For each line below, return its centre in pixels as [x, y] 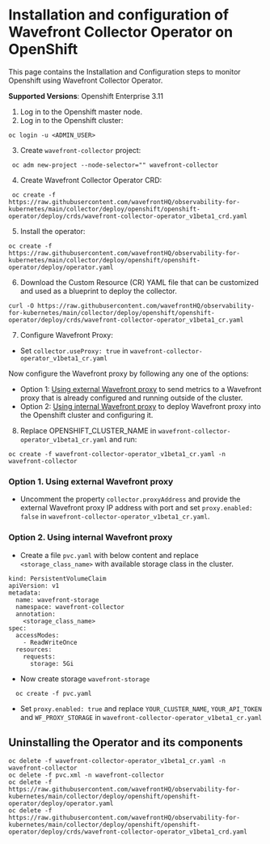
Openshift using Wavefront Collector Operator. [86, 80]
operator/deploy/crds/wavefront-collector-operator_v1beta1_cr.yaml [126, 320]
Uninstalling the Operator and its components [126, 742]
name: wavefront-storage [57, 600]
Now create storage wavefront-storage [85, 679]
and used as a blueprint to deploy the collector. [99, 291]
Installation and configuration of [118, 15]
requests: [40, 656]
